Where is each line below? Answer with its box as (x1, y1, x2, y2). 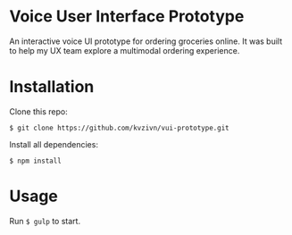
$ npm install (9, 156, 63, 165)
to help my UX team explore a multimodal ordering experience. (9, 45, 240, 55)
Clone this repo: (9, 105, 69, 117)
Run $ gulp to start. (9, 215, 81, 226)
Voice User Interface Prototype (9, 6, 245, 27)
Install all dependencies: (9, 138, 98, 149)
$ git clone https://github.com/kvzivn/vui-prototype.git (9, 123, 229, 132)
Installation (9, 77, 95, 97)
